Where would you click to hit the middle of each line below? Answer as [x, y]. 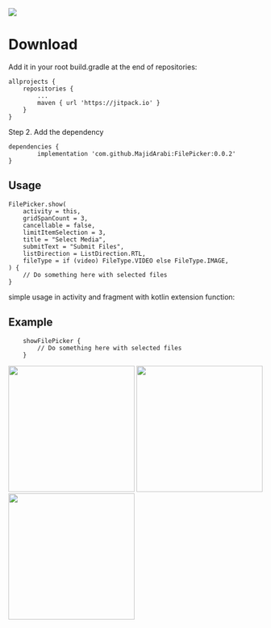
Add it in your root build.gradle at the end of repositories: [103, 67]
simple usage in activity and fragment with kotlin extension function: [122, 297]
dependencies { [34, 147]
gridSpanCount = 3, [56, 218]
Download [43, 45]
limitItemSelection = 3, [65, 232]
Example [31, 322]
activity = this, [52, 211]
